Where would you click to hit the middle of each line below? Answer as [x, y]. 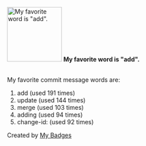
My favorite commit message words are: [64, 80]
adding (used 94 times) [50, 115]
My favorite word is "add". [101, 59]
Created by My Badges [39, 135]
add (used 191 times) [46, 93]
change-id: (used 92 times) [55, 122]
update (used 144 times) [51, 100]
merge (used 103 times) [50, 107]
